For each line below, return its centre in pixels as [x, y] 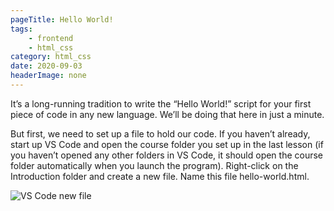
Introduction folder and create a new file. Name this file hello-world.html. [160, 176]
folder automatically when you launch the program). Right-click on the [154, 165]
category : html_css [51, 57]
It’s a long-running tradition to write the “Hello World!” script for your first [161, 103]
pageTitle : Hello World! [62, 19]
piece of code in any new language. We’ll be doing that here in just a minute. [167, 114]
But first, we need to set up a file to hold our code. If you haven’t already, [160, 133]
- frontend [51, 38]
